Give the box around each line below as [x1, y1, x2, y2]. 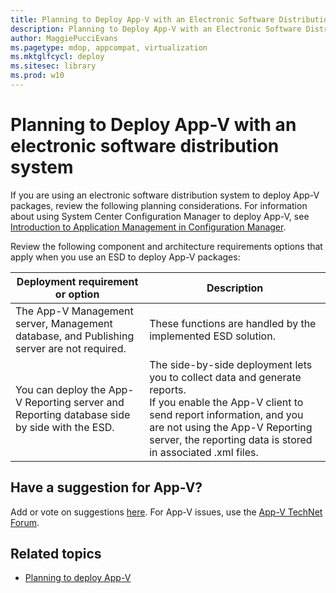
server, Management [15, 316, 113, 330]
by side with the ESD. [15, 420, 115, 434]
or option [54, 287, 100, 301]
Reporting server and [24, 395, 125, 409]
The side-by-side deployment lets [149, 357, 313, 371]
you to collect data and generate [149, 370, 302, 384]
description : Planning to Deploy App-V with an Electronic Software [10, 24, 302, 34]
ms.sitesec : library [10, 61, 97, 71]
